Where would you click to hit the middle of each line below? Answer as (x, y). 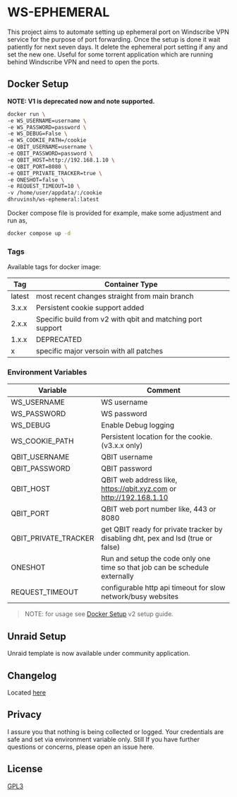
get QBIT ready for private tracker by (162, 529)
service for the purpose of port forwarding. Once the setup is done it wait (114, 39)
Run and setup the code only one (156, 559)
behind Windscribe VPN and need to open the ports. (84, 61)
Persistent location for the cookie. (157, 437)
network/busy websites (140, 596)
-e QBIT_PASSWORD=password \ (50, 153)
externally (117, 577)
